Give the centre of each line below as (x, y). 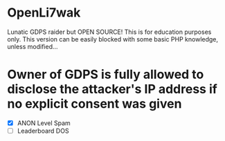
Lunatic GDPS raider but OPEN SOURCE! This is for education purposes (109, 32)
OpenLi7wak (44, 13)
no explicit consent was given (94, 104)
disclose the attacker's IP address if (112, 90)
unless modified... (33, 46)
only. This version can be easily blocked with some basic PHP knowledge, (113, 39)
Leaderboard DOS (43, 131)
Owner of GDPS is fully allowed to (106, 75)
